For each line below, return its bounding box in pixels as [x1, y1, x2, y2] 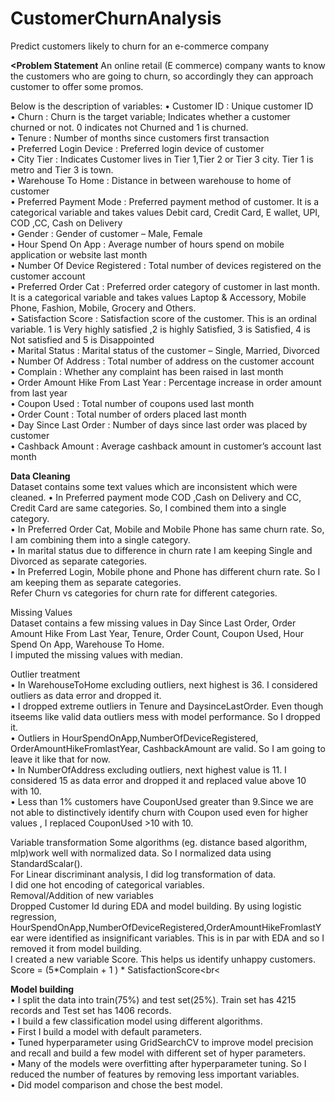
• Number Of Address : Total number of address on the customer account [10, 355, 315, 367]
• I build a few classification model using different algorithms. [10, 1015, 263, 1027]
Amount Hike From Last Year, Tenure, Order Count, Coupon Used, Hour [10, 627, 304, 639]
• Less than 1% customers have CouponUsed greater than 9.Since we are [10, 795, 314, 807]
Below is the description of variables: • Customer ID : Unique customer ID [10, 100, 314, 112]
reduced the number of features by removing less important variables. [10, 1068, 300, 1080]
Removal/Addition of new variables [10, 889, 154, 901]
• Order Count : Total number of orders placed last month [10, 408, 247, 420]
